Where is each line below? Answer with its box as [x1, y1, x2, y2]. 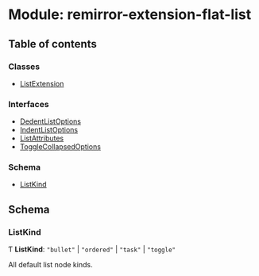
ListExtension [19, 79, 64, 88]
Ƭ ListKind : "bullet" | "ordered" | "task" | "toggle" [8, 244, 176, 255]
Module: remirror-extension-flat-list [8, 6, 252, 24]
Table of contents [8, 37, 97, 51]
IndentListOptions [19, 125, 78, 135]
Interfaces [8, 98, 49, 109]
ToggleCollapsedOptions [19, 142, 102, 151]
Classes [8, 61, 41, 72]
